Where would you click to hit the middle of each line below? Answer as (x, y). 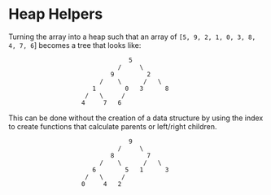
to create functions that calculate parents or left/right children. (113, 126)
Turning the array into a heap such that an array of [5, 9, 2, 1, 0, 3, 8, (132, 37)
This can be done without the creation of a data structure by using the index (136, 118)
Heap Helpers (56, 14)
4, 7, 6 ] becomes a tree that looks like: (75, 45)
